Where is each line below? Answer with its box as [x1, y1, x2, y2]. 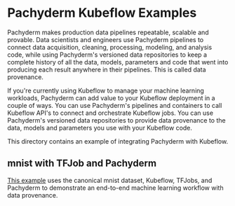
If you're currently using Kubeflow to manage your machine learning [7, 86, 205, 95]
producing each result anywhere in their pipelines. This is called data [7, 65, 206, 74]
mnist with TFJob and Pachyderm [7, 158, 156, 170]
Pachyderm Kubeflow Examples [7, 5, 197, 21]
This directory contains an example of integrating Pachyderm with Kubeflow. [7, 137, 229, 145]
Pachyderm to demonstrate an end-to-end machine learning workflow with [7, 184, 224, 192]
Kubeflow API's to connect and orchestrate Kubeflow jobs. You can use [7, 109, 214, 117]
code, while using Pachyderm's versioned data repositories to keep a [7, 50, 207, 59]
